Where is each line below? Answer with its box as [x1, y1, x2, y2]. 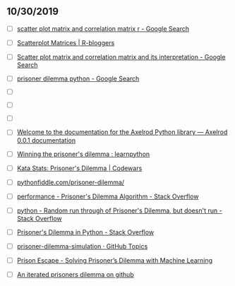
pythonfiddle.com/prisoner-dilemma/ [16, 178, 125, 186]
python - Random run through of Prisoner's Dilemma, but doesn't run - [16, 206, 223, 215]
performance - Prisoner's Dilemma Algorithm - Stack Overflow [16, 192, 199, 201]
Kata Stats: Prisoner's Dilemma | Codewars [16, 164, 143, 172]
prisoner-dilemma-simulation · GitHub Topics [16, 242, 148, 250]
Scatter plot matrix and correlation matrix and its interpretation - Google [16, 52, 226, 61]
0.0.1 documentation [16, 136, 76, 144]
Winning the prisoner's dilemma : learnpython [16, 150, 150, 158]
